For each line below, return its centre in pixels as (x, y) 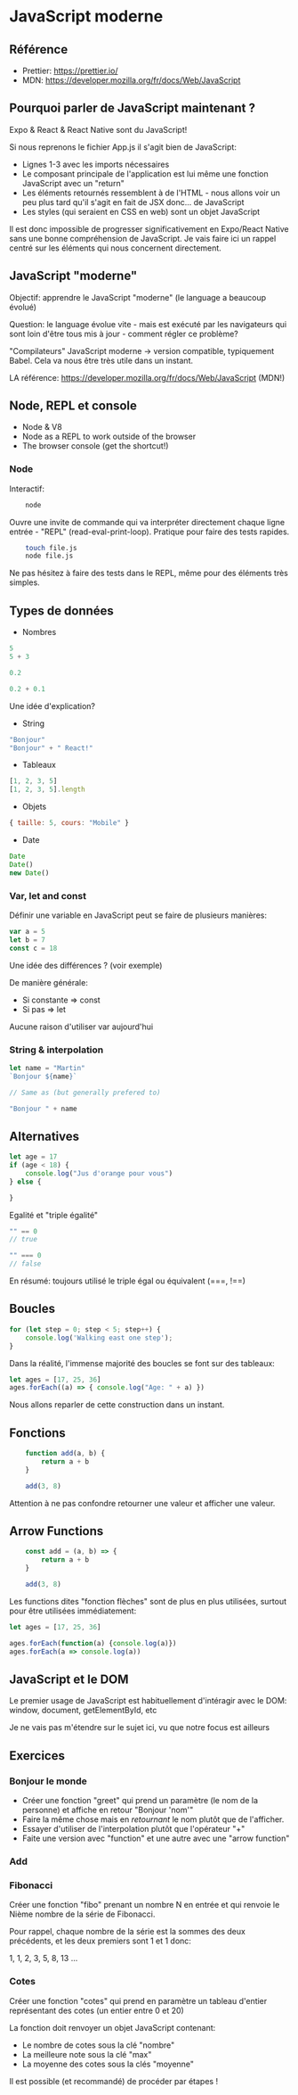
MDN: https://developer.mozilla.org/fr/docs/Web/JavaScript (131, 80)
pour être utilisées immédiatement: (73, 1611)
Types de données (61, 610)
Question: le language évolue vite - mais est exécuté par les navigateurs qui (148, 324)
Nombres (39, 632)
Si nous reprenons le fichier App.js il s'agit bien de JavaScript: (123, 147)
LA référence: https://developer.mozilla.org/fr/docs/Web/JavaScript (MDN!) (147, 377)
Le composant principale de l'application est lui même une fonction (145, 173)
